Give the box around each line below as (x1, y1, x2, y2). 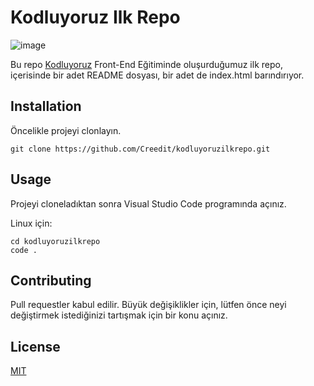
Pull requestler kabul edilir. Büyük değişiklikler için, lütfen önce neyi (10, 299, 287, 311)
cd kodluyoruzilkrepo (10, 236, 101, 246)
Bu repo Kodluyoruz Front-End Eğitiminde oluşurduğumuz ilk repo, (10, 58, 283, 70)
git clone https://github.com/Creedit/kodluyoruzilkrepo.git (10, 144, 271, 154)
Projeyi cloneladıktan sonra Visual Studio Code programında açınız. (10, 197, 287, 210)
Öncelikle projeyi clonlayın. (10, 124, 122, 136)
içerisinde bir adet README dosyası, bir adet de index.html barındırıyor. (10, 69, 305, 81)
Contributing (10, 272, 92, 289)
